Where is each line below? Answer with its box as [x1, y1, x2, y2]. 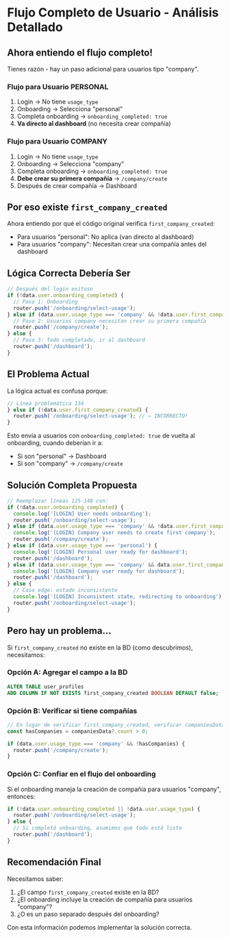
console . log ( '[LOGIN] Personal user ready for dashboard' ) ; [13, 548, 188, 556]
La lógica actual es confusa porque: [7, 387, 108, 395]
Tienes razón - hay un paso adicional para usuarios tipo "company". [7, 65, 199, 73]
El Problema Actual [7, 369, 90, 380]
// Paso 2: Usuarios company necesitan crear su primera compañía [13, 317, 207, 324]
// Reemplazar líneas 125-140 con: [7, 497, 109, 504]
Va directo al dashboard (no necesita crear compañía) [16, 119, 171, 128]
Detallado [7, 19, 63, 35]
